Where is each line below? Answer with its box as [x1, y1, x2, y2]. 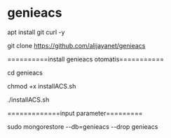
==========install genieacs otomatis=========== [7, 54, 165, 63]
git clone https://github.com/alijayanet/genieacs [7, 41, 146, 49]
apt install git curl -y [7, 28, 65, 36]
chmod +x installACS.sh [7, 82, 76, 90]
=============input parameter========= [7, 109, 143, 117]
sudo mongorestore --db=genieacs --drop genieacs [7, 122, 158, 130]
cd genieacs [7, 68, 43, 77]
